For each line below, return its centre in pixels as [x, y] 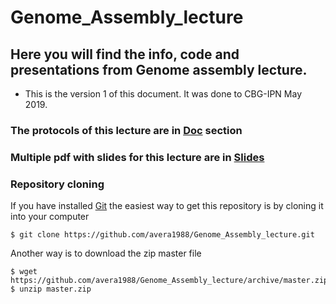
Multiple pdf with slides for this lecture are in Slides [137, 157]
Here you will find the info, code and [125, 54]
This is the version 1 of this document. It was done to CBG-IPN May [163, 94]
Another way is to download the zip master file [106, 253]
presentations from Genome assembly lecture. [159, 69]
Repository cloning [57, 184]
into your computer [50, 217]
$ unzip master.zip [51, 289]
